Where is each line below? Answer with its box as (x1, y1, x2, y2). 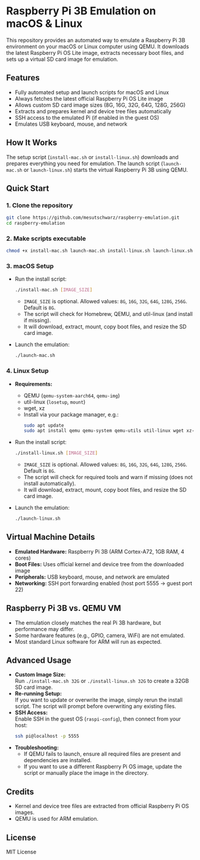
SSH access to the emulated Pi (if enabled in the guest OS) (14, 114, 160, 121)
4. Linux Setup (6, 367, 49, 375)
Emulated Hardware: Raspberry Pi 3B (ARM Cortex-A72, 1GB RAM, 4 (14, 548, 185, 555)
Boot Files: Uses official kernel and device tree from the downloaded (14, 560, 185, 567)
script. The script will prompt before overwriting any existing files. (14, 703, 177, 710)
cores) (14, 554, 31, 561)
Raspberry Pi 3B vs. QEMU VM (6, 603, 121, 613)
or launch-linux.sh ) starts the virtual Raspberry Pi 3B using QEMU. (23, 166, 188, 173)
